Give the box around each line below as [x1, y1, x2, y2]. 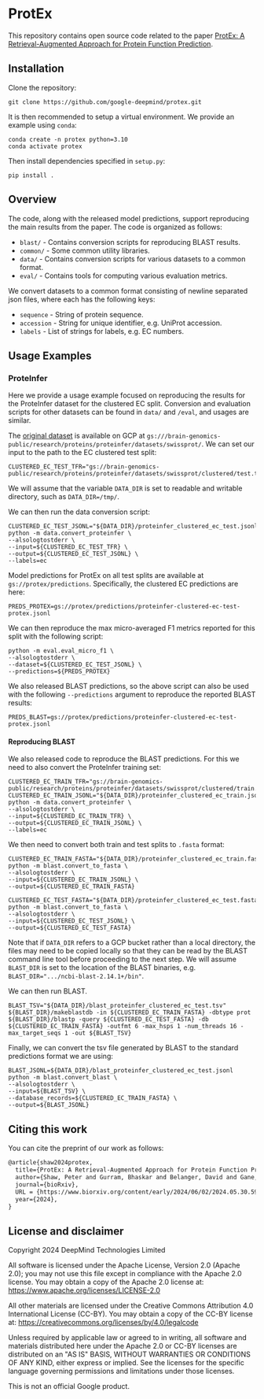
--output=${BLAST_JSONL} [8, 1101, 90, 1109]
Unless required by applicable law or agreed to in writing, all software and [8, 1333, 247, 1342]
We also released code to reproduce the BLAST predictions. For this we [8, 754, 240, 764]
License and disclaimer [8, 1224, 124, 1238]
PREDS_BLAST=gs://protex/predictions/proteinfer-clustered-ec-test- [8, 713, 237, 721]
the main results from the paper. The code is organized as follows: [8, 222, 222, 231]
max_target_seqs [8, 1029, 61, 1038]
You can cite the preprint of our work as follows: [8, 1143, 164, 1153]
